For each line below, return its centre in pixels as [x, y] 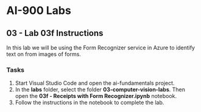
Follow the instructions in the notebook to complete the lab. [90, 103]
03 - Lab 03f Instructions [55, 33]
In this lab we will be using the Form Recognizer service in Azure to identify [100, 47]
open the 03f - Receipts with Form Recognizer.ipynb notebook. [96, 96]
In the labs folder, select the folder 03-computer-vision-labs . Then [100, 89]
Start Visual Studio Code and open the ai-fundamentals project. [95, 83]
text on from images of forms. [44, 54]
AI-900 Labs [39, 11]
